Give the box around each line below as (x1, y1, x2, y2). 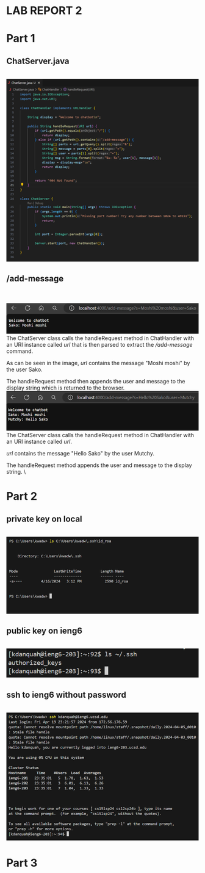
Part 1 (6, 32, 35, 46)
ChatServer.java (6, 56, 70, 66)
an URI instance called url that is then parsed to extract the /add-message (6, 341, 193, 349)
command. (6, 347, 34, 355)
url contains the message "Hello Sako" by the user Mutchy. (6, 449, 154, 457)
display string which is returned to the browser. (6, 384, 125, 391)
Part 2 (6, 490, 38, 504)
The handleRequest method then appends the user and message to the (6, 378, 185, 385)
